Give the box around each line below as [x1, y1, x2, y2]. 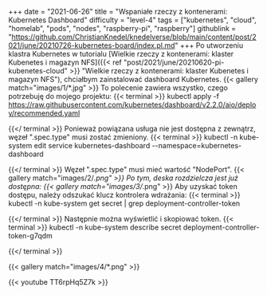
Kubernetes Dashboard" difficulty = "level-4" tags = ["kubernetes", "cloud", [8, 15, 257, 25]
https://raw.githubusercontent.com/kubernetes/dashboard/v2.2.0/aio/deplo [8, 100, 257, 109]
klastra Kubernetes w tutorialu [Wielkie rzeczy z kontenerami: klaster [8, 49, 234, 58]
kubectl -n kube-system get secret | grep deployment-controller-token [8, 199, 241, 208]
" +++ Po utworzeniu [175, 41, 244, 50]
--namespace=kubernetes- [151, 141, 242, 150]
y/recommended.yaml [8, 108, 80, 118]
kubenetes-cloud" [8, 66, 68, 75]
